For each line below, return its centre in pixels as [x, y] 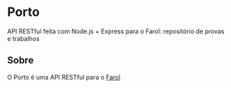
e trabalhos [23, 38]
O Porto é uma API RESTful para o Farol [64, 77]
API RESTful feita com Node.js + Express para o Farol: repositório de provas [116, 31]
